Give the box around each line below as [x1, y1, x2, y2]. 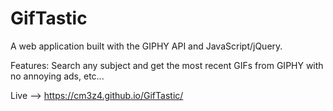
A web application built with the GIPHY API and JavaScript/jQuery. [10, 40, 283, 52]
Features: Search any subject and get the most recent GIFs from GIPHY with [10, 59, 324, 71]
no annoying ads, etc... [10, 70, 105, 82]
